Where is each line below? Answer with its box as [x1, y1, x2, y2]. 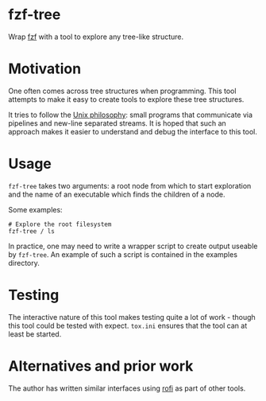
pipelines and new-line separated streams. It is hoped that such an [8, 118, 226, 128]
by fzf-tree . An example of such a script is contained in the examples [8, 249, 238, 259]
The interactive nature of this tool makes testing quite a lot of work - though [8, 312, 256, 321]
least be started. [8, 329, 62, 339]
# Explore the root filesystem [8, 220, 112, 228]
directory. [8, 258, 40, 267]
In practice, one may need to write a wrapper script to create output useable [8, 241, 258, 251]
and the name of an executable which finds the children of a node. [8, 189, 226, 199]
